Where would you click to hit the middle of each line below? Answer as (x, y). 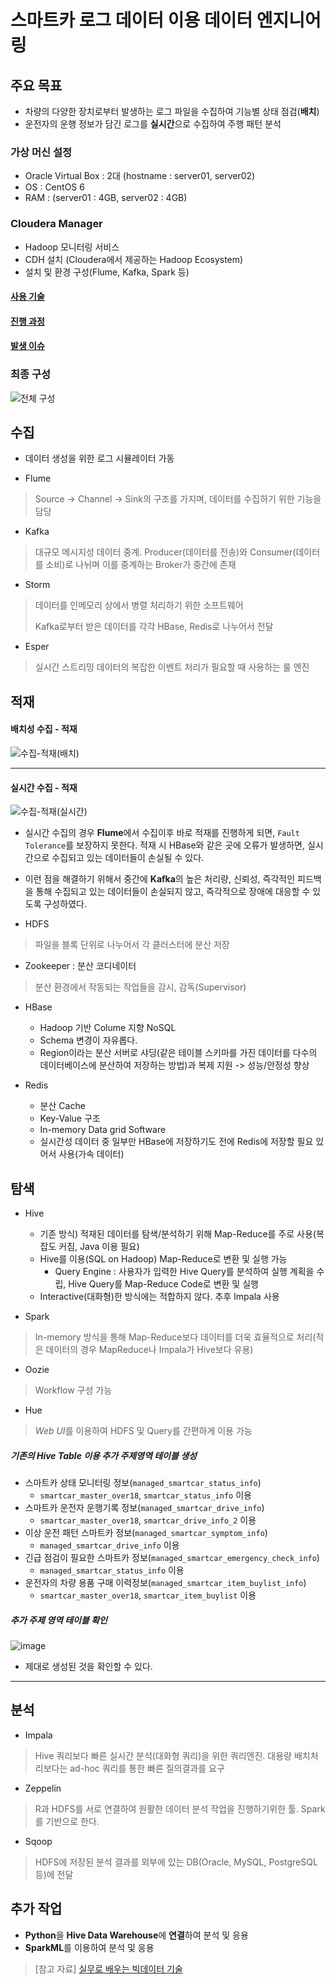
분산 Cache (62, 1106)
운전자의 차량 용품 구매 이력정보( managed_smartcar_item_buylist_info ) (165, 1583)
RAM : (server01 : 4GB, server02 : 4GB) (106, 198)
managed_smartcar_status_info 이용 (112, 1570)
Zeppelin (43, 1788)
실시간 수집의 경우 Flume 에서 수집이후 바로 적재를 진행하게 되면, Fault (162, 833)
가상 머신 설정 (41, 152)
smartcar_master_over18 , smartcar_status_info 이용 (145, 1495)
